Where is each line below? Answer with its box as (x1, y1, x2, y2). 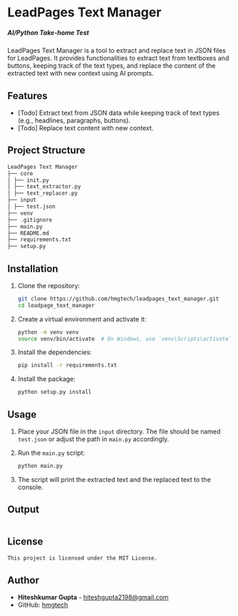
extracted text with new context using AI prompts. (7, 69, 154, 78)
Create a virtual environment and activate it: (17, 314, 147, 323)
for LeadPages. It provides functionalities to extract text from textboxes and (7, 54, 229, 63)
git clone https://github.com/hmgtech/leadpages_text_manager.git (17, 295, 219, 302)
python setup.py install (17, 389, 92, 396)
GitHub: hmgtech (17, 600, 68, 610)
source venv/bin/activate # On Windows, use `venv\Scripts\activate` (17, 335, 232, 342)
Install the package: (17, 375, 76, 384)
